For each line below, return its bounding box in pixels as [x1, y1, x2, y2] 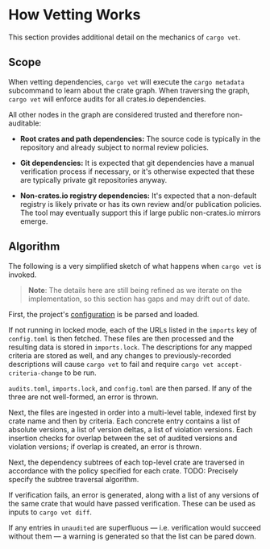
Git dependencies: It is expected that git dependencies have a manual [19, 158, 255, 167]
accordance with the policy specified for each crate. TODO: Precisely [8, 465, 239, 476]
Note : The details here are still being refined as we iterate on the [27, 285, 243, 295]
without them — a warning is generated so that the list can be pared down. [8, 531, 256, 541]
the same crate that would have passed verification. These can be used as [8, 498, 256, 508]
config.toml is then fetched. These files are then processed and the [8, 333, 234, 343]
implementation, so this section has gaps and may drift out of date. [27, 294, 251, 303]
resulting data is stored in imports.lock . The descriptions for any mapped [8, 342, 252, 352]
